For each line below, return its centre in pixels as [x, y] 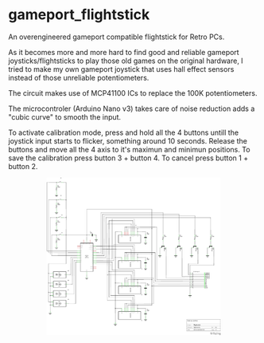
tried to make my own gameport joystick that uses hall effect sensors [121, 69]
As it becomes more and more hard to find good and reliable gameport [124, 52]
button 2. [23, 166]
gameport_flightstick [79, 15]
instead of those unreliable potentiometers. [79, 77]
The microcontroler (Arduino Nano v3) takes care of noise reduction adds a [132, 108]
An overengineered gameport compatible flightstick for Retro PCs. [116, 37]
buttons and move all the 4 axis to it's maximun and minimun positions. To [129, 149]
